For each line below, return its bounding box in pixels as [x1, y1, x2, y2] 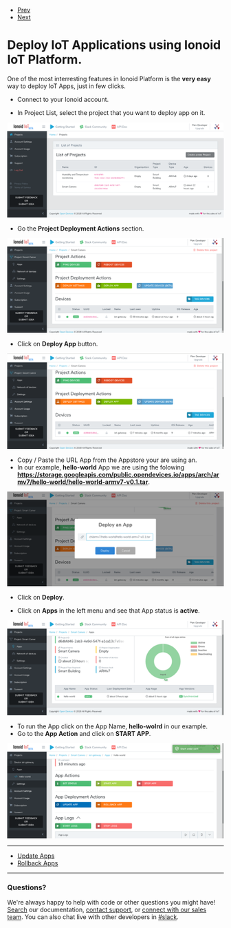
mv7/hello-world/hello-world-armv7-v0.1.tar [16, 478, 148, 486]
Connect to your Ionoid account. [16, 95, 109, 103]
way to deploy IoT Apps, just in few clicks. [7, 82, 126, 90]
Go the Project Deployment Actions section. [16, 224, 144, 233]
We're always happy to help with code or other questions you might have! [7, 898, 216, 907]
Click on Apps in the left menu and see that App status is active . [16, 607, 201, 615]
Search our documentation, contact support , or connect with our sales [7, 905, 207, 914]
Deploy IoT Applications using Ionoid [7, 37, 221, 53]
